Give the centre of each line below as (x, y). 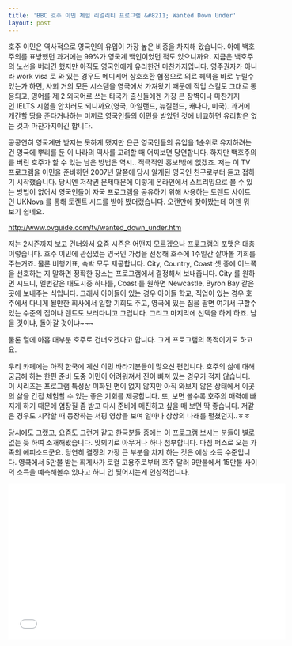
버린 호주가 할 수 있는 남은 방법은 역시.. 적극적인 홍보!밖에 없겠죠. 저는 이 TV (133, 162)
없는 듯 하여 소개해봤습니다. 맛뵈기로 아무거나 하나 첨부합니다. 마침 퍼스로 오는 (129, 442)
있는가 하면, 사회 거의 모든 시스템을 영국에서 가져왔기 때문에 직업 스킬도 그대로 (129, 86)
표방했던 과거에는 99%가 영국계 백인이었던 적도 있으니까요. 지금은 (131, 56)
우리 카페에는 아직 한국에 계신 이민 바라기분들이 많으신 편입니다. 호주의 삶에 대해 (132, 366)
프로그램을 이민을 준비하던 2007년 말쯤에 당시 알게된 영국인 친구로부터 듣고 (124, 172)
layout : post (30, 23)
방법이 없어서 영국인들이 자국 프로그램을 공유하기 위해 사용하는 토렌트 (123, 191)
